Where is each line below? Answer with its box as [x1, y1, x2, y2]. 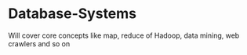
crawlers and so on [8, 38, 71, 48]
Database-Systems [8, 5, 137, 23]
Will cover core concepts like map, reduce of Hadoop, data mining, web [8, 31, 240, 40]
